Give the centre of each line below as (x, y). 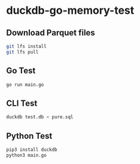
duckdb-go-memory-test (70, 11)
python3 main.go (26, 155)
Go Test (21, 71)
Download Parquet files (51, 33)
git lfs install (26, 46)
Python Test (29, 136)
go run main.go (25, 85)
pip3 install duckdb (32, 150)
